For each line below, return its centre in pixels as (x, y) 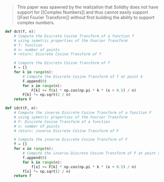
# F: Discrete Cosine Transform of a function (62, 121)
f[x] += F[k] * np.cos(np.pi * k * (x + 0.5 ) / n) (84, 167)
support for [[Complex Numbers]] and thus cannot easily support (82, 12)
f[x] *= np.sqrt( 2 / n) (47, 171)
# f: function (28, 45)
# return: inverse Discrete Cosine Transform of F (66, 131)
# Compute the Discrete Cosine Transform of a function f (74, 36)
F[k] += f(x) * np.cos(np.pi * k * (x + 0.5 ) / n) (84, 90)
